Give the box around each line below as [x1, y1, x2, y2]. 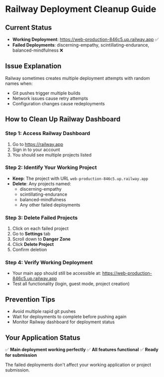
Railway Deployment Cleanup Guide [5, 3, 157, 15]
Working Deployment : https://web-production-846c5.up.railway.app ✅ [12, 36, 159, 42]
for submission [5, 352, 37, 358]
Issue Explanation [5, 62, 62, 71]
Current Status [5, 23, 52, 32]
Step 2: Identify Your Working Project [5, 164, 97, 171]
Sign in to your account [12, 147, 61, 152]
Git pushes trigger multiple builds [12, 90, 81, 96]
